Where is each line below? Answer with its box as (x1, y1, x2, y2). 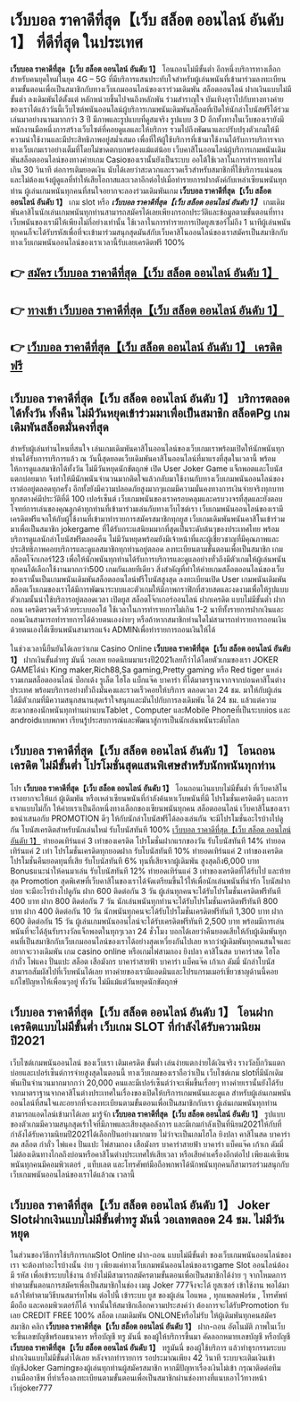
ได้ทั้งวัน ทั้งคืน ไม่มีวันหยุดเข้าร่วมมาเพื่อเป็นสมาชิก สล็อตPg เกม (10, 405, 290, 420)
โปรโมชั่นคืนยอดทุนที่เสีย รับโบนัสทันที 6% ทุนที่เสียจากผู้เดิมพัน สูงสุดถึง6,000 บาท (10, 855, 260, 866)
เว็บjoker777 (10, 1382, 53, 1393)
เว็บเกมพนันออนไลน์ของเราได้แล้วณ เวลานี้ (10, 1169, 135, 1179)
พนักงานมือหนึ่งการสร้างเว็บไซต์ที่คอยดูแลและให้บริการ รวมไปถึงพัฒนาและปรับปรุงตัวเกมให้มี (10, 123, 279, 134)
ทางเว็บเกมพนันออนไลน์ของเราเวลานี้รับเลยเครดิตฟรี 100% (10, 236, 186, 248)
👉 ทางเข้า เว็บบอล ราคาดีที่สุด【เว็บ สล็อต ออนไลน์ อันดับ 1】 (10, 302, 285, 317)
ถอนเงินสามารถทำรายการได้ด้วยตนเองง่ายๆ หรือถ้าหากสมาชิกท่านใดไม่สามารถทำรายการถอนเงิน (10, 613, 287, 624)
